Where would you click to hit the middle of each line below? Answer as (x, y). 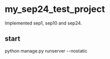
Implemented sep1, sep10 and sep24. (43, 23)
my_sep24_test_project (55, 9)
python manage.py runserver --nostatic (46, 50)
